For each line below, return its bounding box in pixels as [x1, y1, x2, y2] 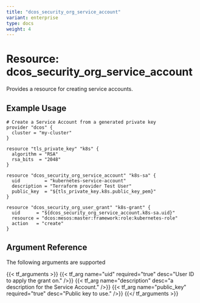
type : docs [6, 20, 34, 26]
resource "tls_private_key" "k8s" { [6, 146, 99, 152]
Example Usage [6, 103, 67, 113]
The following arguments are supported [6, 258, 106, 266]
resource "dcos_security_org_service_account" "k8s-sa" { [6, 173, 156, 179]
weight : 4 [6, 26, 32, 32]
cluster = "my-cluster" [12, 130, 72, 136]
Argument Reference [6, 242, 88, 253]
